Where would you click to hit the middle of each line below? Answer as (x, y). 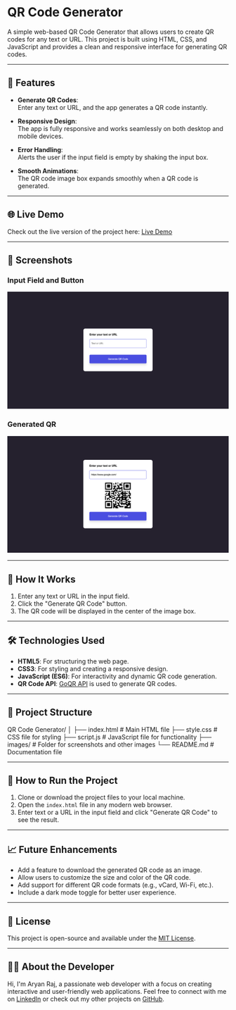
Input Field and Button (46, 280)
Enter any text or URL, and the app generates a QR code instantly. (113, 107)
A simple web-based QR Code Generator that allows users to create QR (111, 32)
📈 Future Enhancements (63, 849)
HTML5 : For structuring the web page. (73, 661)
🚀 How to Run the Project (63, 780)
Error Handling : (40, 149)
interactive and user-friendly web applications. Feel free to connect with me (117, 991)
